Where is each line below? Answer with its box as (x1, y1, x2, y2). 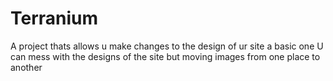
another (10, 61, 43, 73)
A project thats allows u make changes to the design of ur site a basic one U (10, 40, 324, 52)
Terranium (10, 7, 99, 30)
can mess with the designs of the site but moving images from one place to (10, 50, 321, 62)
